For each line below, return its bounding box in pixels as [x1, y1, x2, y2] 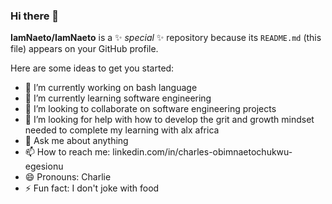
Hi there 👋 [10, 9, 60, 23]
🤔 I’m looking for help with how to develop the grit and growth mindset [24, 114, 315, 126]
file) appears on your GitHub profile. [10, 43, 159, 55]
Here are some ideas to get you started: [10, 62, 175, 74]
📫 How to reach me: [24, 146, 111, 158]
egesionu [24, 160, 64, 173]
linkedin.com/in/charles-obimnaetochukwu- [112, 146, 293, 158]
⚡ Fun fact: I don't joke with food [24, 182, 160, 194]
